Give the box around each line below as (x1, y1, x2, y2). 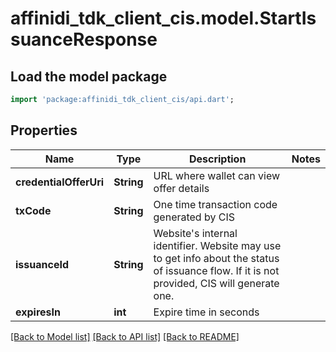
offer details (153, 181, 210, 195)
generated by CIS (153, 210, 235, 224)
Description (188, 152, 247, 166)
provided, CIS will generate (153, 276, 280, 290)
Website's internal (153, 226, 238, 240)
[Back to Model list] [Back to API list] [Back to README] (10, 330, 240, 342)
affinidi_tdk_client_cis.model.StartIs (10, 7, 317, 30)
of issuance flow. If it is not (153, 263, 280, 277)
